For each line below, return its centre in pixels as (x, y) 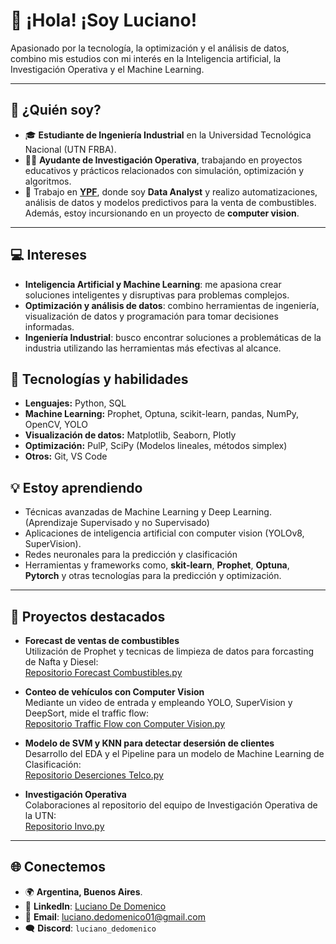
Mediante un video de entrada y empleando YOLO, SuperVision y (158, 702)
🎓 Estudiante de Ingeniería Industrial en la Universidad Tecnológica (168, 135)
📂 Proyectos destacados (88, 616)
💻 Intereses (49, 255)
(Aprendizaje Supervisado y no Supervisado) (117, 523)
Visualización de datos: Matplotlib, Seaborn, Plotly (130, 435)
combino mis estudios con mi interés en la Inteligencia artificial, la (146, 58)
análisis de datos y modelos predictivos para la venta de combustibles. (170, 202)
